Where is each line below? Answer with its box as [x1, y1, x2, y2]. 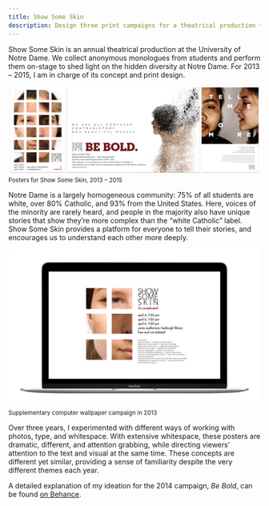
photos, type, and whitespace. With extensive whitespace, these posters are [8, 432, 261, 441]
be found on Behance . [8, 489, 82, 500]
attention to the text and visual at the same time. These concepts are [8, 448, 235, 458]
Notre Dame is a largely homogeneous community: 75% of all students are [8, 191, 254, 200]
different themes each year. [8, 465, 99, 476]
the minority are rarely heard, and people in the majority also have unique [8, 207, 251, 217]
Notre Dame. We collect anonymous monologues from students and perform [8, 53, 261, 62]
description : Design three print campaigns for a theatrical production [8, 21, 256, 30]
